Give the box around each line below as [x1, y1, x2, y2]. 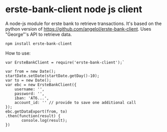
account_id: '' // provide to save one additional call [14, 100, 137, 105]
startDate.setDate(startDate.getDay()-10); [5, 73, 100, 78]
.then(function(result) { [5, 113, 60, 118]
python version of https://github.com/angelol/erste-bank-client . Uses [5, 25, 152, 32]
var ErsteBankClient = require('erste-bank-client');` [5, 60, 125, 65]
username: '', [14, 87, 45, 92]
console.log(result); [21, 118, 68, 123]
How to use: [5, 50, 31, 56]
